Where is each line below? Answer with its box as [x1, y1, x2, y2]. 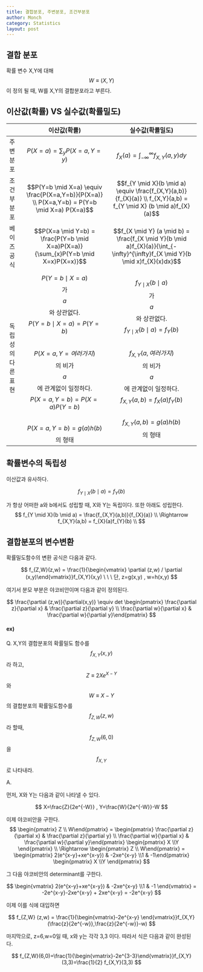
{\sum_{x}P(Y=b [34, 249, 80, 258]
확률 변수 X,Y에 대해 [6, 67, 54, 75]
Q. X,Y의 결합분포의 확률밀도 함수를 [6, 639, 89, 646]
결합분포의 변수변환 [6, 537, 74, 547]
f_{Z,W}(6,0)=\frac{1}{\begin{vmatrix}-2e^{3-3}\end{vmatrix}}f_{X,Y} [19, 953, 192, 960]
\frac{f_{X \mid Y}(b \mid [117, 234, 187, 243]
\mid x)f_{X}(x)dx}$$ [121, 257, 181, 266]
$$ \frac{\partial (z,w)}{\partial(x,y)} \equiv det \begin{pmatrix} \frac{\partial [6, 598, 197, 606]
